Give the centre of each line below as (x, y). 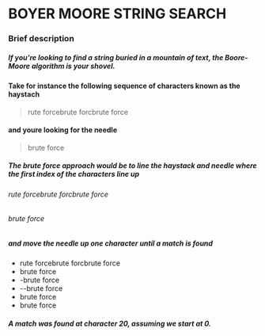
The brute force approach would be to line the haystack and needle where (132, 166)
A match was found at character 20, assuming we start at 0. (110, 324)
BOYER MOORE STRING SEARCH (117, 14)
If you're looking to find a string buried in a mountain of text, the (116, 57)
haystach (24, 94)
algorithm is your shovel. (74, 66)
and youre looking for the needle (62, 130)
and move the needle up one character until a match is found (111, 243)
